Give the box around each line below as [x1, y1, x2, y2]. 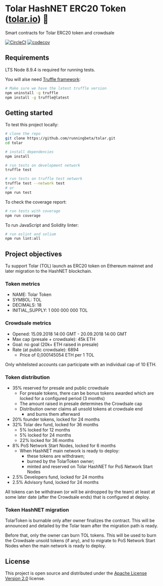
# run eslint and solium [5, 231, 56, 237]
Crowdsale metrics [5, 320, 52, 327]
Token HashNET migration [5, 506, 69, 513]
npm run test [5, 190, 32, 195]
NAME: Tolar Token [12, 292, 52, 297]
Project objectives [5, 250, 63, 258]
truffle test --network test [5, 181, 65, 186]
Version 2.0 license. [5, 576, 45, 582]
